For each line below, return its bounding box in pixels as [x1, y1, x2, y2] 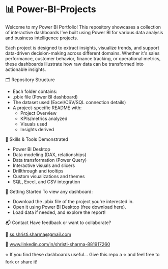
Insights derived [20, 126, 54, 132]
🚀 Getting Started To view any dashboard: [5, 188, 93, 194]
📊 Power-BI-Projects [5, 4, 97, 15]
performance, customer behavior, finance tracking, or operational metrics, [5, 55, 161, 61]
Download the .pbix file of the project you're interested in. [12, 198, 134, 204]
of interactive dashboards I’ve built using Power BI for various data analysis [5, 29, 163, 35]
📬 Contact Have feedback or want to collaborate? [5, 219, 111, 226]
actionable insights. [5, 66, 46, 72]
